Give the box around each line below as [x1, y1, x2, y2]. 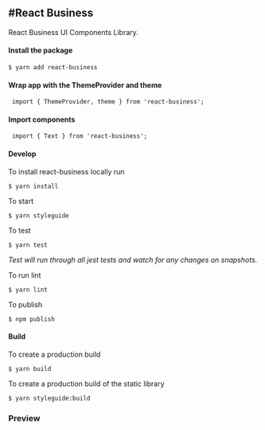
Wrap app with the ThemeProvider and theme [8, 80, 162, 90]
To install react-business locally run [8, 166, 125, 176]
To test [8, 225, 31, 235]
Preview [8, 412, 41, 424]
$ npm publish [8, 315, 56, 323]
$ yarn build [8, 365, 52, 373]
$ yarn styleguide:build [8, 394, 91, 402]
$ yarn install [8, 182, 59, 190]
